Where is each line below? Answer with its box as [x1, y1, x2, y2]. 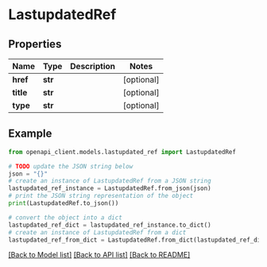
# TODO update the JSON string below [8, 162, 133, 170]
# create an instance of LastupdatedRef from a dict [8, 228, 187, 236]
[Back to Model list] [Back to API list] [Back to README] [8, 250, 191, 260]
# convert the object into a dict [8, 213, 123, 222]
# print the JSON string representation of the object [8, 192, 194, 200]
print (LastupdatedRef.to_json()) [8, 199, 119, 207]
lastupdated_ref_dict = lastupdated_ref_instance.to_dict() [8, 221, 212, 229]
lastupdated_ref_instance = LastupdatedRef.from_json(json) [8, 184, 212, 192]
